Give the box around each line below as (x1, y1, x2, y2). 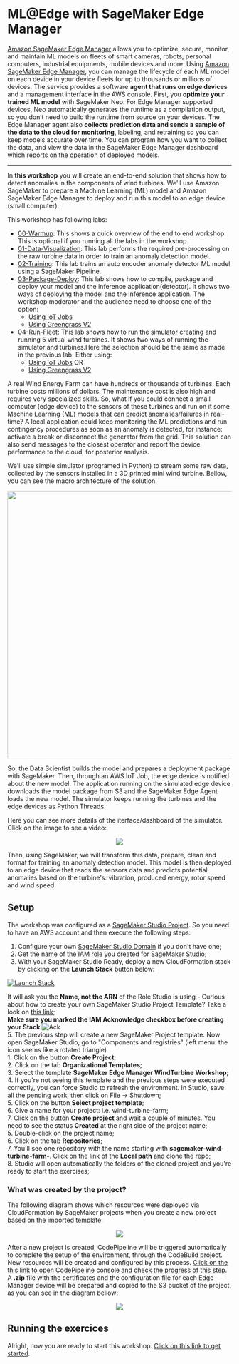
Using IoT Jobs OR (28, 357, 83, 366)
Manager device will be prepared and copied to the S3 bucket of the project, (7, 1281, 232, 1290)
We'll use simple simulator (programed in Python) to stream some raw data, (7, 461, 229, 469)
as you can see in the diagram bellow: (7, 1288, 119, 1297)
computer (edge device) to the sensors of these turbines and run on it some (7, 402, 230, 410)
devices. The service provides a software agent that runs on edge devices (7, 82, 228, 91)
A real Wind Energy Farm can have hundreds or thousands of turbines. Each (7, 379, 230, 387)
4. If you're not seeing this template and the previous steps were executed (7, 1076, 225, 1084)
